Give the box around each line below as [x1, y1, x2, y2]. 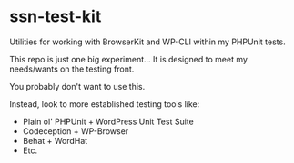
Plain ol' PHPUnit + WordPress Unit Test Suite [22, 116, 194, 127]
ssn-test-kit [9, 6, 102, 27]
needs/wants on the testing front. [9, 63, 135, 74]
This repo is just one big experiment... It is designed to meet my [9, 53, 248, 64]
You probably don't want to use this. [9, 81, 146, 91]
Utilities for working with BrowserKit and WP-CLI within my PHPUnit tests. [9, 36, 286, 47]
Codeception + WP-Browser [22, 125, 129, 137]
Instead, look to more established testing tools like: [9, 98, 200, 110]
